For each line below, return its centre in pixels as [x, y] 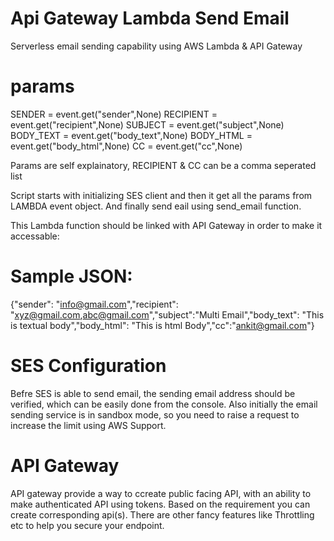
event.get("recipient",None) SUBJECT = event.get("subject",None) [147, 124]
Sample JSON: [71, 276]
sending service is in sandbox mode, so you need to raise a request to [155, 414]
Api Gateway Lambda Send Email [150, 18]
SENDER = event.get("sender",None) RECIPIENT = [114, 114]
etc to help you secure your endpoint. [87, 525]
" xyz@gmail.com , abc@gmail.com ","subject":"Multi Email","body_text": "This [167, 314]
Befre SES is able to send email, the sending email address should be [153, 393]
